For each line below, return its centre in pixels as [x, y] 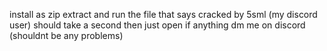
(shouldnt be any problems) [66, 35]
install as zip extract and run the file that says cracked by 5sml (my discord [163, 14]
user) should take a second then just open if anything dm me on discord [157, 25]
